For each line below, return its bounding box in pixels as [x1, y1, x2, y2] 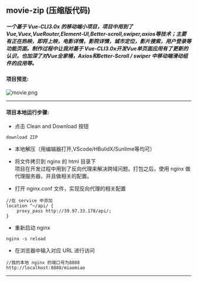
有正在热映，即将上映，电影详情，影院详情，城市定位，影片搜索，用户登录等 [6, 38, 192, 45]
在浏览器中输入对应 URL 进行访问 [14, 247, 95, 254]
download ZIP [6, 134, 38, 141]
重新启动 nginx [14, 225, 51, 232]
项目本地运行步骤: [6, 108, 49, 115]
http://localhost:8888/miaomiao [6, 265, 85, 271]
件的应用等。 [6, 59, 37, 66]
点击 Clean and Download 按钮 [14, 123, 89, 130]
